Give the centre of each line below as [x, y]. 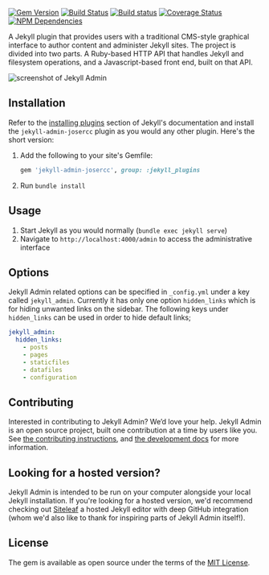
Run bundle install [53, 185]
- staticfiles [46, 362]
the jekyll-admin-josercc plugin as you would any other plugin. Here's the [132, 131]
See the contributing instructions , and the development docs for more [124, 439]
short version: [31, 139]
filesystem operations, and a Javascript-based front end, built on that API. [130, 62]
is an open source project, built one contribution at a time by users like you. [133, 430]
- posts [35, 347]
